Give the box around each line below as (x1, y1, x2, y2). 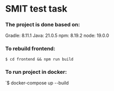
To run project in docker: (5, 68, 67, 75)
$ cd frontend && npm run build (5, 57, 73, 62)
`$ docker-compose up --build (5, 80, 69, 86)
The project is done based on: (5, 21, 80, 28)
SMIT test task (5, 3, 67, 15)
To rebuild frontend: (5, 45, 56, 52)
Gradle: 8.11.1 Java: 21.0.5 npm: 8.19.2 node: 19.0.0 (5, 32, 109, 38)
